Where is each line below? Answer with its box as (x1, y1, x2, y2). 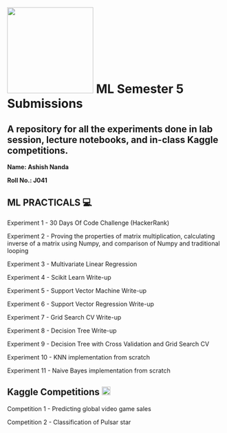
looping (7, 246, 29, 254)
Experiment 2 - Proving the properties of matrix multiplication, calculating (7, 232, 215, 240)
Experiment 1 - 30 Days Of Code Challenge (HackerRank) (7, 219, 170, 227)
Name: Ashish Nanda (7, 163, 69, 171)
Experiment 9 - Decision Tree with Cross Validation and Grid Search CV (7, 340, 210, 348)
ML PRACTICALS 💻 (7, 197, 92, 209)
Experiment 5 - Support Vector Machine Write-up (7, 286, 147, 295)
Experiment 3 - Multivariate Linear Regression (7, 260, 138, 268)
